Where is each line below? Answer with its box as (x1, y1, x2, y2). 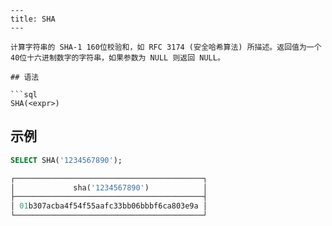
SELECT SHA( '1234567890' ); (10, 155, 123, 165)
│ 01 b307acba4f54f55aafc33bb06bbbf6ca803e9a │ (10, 201, 208, 211)
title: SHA (10, 14, 56, 24)
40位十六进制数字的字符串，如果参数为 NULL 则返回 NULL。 (10, 53, 225, 63)
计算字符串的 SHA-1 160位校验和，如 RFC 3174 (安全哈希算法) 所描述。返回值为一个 (10, 42, 322, 52)
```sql (10, 90, 38, 100)
